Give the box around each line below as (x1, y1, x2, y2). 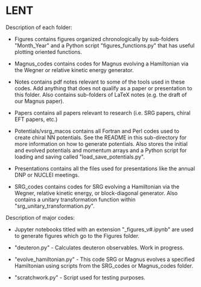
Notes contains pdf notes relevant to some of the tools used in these (14, 78, 185, 85)
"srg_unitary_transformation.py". (14, 202, 95, 209)
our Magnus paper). (14, 97, 65, 105)
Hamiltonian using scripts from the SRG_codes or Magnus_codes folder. (14, 262, 194, 269)
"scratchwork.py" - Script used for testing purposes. (14, 274, 145, 281)
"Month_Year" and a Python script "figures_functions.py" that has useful (14, 42, 195, 49)
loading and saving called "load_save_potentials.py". (14, 153, 145, 160)
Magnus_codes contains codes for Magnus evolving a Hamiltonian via (14, 60, 189, 67)
